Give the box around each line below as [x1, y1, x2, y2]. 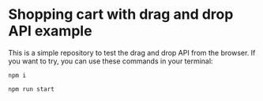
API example [8, 22, 92, 40]
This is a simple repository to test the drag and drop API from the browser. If [8, 48, 256, 57]
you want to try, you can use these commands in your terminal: [8, 56, 213, 66]
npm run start [8, 85, 55, 93]
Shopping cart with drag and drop [8, 5, 234, 23]
